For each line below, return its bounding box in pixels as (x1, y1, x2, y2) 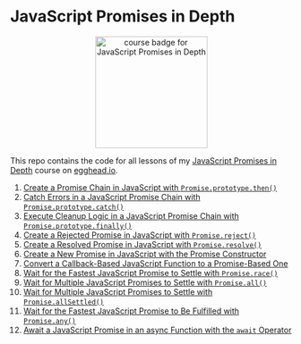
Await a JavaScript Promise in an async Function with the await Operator (22, 324, 292, 335)
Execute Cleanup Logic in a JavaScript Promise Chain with (22, 210, 240, 221)
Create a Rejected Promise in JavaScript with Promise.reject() (22, 230, 256, 240)
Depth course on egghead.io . (10, 164, 118, 175)
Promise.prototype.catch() (22, 203, 125, 212)
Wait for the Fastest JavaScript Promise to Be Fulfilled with (22, 306, 240, 316)
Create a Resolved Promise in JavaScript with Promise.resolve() (22, 239, 262, 249)
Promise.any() (22, 316, 76, 325)
